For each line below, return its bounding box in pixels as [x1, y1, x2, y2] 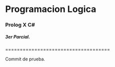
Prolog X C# [5, 21, 35, 28]
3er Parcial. [5, 33, 30, 39]
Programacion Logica [5, 3, 96, 15]
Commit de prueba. [5, 56, 45, 62]
